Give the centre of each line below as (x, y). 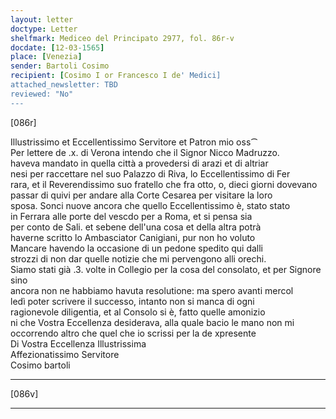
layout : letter (42, 19)
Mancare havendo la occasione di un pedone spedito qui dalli (137, 248)
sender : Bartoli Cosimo (60, 66)
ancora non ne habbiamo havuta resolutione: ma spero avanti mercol (152, 290)
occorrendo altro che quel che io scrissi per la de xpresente (133, 333)
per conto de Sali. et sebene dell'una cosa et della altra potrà (136, 227)
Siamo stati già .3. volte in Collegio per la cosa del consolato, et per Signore (166, 269)
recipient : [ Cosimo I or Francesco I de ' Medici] (116, 76)
